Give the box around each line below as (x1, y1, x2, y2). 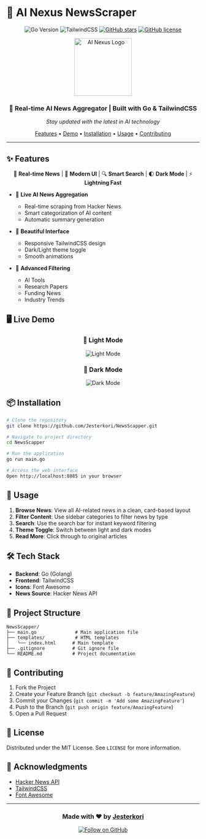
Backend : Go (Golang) (15, 570, 72, 578)
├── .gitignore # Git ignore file (6, 646, 120, 652)
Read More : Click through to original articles (15, 532, 128, 539)
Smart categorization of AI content (24, 209, 112, 217)
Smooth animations (24, 253, 74, 260)
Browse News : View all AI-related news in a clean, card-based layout (15, 506, 191, 514)
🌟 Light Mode (82, 336, 123, 344)
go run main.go (6, 457, 45, 463)
